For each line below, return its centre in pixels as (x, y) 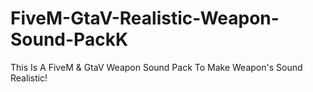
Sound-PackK (69, 39)
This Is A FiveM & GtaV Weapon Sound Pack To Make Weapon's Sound (156, 67)
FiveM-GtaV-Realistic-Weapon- (145, 18)
